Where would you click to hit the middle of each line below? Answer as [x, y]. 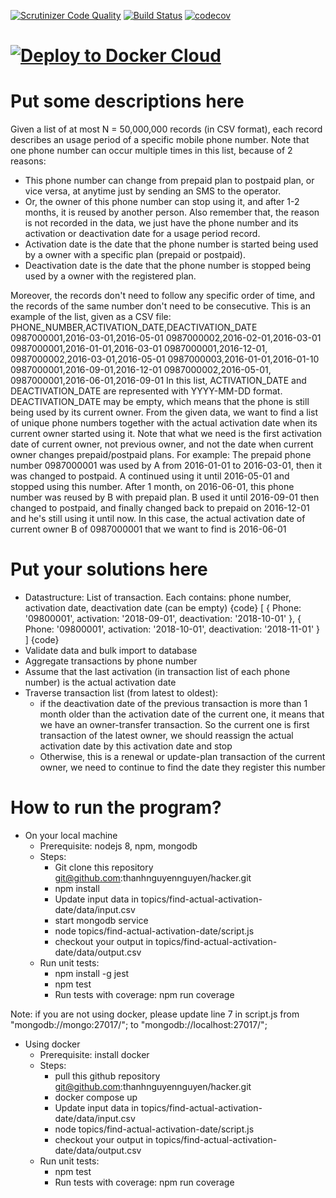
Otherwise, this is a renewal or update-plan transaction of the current [182, 757]
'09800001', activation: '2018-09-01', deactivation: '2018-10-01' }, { [163, 619]
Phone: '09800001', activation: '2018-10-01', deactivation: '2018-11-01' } [172, 629]
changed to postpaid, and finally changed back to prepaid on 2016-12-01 [160, 508]
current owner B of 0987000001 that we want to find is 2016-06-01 [148, 529]
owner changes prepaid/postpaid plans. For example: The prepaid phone [161, 455]
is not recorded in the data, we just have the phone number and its [161, 223]
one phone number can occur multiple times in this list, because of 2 [151, 151]
